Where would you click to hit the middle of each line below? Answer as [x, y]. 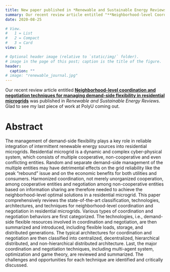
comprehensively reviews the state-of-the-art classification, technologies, [83, 200]
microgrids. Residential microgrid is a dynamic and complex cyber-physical [83, 152]
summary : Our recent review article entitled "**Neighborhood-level [79, 15]
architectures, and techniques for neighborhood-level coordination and [79, 206]
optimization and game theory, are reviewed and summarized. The [74, 254]
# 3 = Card [19, 43]
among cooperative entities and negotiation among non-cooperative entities [84, 184]
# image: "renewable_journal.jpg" [42, 76]
